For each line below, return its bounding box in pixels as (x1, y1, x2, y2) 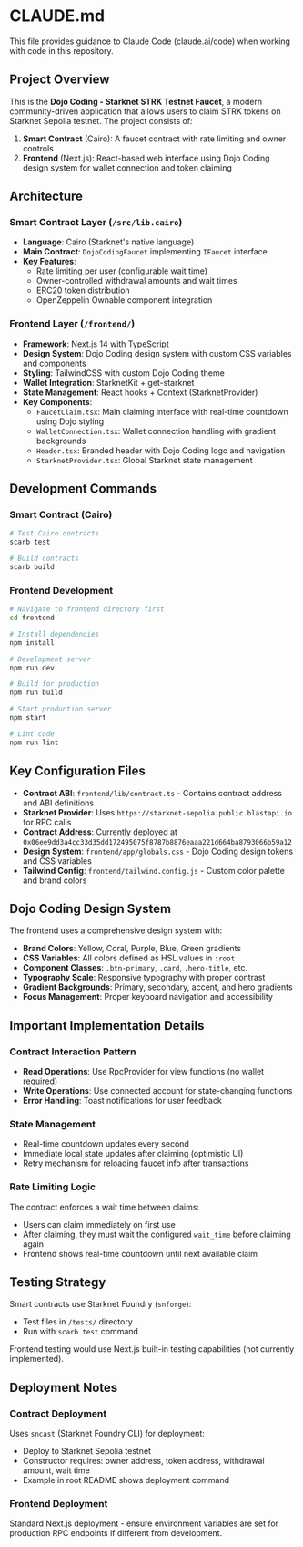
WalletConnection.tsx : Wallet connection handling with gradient (35, 425, 276, 436)
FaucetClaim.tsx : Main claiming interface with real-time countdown (35, 406, 288, 417)
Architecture (9, 189, 84, 204)
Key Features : (22, 256, 76, 267)
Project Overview (9, 72, 110, 88)
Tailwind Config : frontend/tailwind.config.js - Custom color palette (22, 865, 285, 876)
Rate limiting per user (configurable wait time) (35, 265, 207, 276)
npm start (9, 713, 47, 722)
